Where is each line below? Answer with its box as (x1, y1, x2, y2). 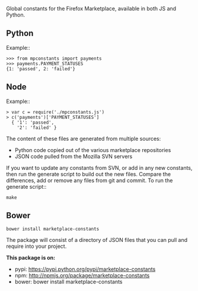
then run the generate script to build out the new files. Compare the (6, 170, 171, 177)
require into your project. (6, 242, 67, 250)
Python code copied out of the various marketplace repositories (14, 146, 171, 153)
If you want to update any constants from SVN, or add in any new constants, (6, 164, 193, 171)
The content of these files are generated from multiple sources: (6, 135, 161, 142)
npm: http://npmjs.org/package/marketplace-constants (14, 272, 150, 279)
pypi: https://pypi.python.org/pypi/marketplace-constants (14, 266, 156, 273)
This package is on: (6, 254, 56, 261)
